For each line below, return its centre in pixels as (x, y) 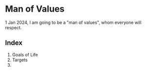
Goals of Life (25, 54)
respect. (13, 27)
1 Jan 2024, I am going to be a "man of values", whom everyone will (73, 22)
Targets (20, 60)
